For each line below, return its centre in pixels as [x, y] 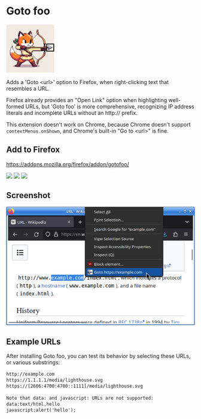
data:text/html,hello [33, 404]
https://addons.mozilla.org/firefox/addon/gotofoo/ [68, 164]
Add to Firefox [33, 150]
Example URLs [33, 341]
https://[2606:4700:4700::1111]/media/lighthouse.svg [75, 386]
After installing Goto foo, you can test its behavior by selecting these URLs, [98, 356]
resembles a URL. [28, 88]
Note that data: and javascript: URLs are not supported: [80, 398]
